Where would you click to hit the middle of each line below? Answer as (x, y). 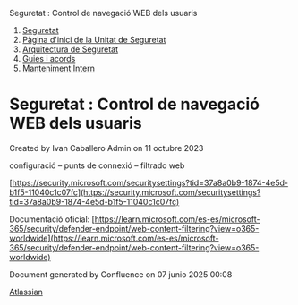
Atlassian (26, 292)
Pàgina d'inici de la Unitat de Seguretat (94, 40)
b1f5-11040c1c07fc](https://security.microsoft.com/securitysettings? (135, 192)
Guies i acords (49, 59)
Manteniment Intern (59, 68)
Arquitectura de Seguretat (70, 49)
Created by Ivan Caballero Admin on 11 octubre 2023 (106, 148)
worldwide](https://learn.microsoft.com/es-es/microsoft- (114, 238)
